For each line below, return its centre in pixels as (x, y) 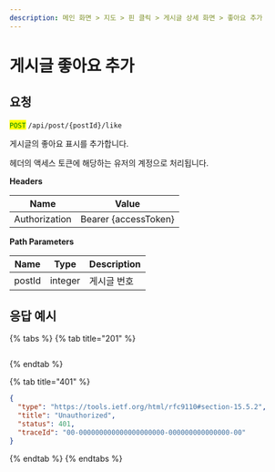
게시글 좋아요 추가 (72, 66)
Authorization (43, 219)
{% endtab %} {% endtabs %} (66, 458)
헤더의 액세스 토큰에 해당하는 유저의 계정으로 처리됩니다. (109, 163)
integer (65, 281)
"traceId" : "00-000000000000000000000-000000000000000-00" (132, 432)
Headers (26, 181)
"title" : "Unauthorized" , (67, 416)
